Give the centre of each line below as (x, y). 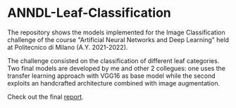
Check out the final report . (45, 97)
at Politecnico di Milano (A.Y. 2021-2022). (68, 47)
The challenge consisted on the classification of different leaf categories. (113, 60)
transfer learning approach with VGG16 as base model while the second (112, 76)
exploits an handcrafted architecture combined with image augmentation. (114, 83)
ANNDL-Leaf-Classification (89, 13)
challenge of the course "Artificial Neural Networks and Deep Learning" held (118, 39)
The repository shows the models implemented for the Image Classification (116, 32)
